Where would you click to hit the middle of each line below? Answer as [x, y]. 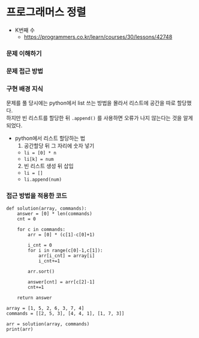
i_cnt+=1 [49, 261]
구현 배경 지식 [25, 89]
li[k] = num [39, 160]
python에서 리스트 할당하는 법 [50, 138]
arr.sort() [41, 272]
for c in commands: [41, 230]
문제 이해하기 [24, 53]
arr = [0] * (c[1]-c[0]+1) [61, 235]
